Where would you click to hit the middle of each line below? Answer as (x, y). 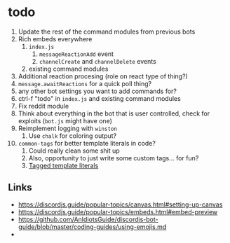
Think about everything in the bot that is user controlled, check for (114, 113)
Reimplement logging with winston (68, 128)
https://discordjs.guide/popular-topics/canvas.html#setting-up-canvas (120, 204)
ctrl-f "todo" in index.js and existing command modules (99, 98)
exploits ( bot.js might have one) (65, 120)
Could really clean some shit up (74, 151)
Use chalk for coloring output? (73, 136)
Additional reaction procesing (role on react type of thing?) (103, 76)
